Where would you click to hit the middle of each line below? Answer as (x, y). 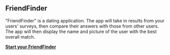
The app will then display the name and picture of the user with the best (81, 31)
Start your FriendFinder (31, 47)
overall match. (20, 37)
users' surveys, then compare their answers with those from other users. (82, 26)
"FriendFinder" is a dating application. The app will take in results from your (85, 20)
